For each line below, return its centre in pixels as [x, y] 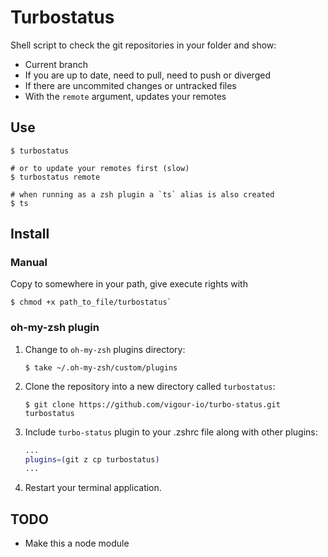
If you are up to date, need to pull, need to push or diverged [147, 75]
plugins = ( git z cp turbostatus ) [92, 459]
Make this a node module [77, 543]
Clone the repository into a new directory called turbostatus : [150, 386]
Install [30, 234]
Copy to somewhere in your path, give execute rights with [129, 284]
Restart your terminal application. [93, 488]
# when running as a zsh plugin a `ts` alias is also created [142, 194]
